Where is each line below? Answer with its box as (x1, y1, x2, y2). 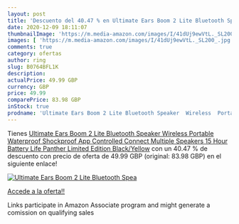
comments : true (7, 43, 53, 50)
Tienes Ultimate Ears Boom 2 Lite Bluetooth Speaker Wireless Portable (7, 129, 214, 137)
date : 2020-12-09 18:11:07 (7, 23, 87, 31)
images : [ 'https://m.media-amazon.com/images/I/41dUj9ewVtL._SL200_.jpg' (7, 37, 234, 44)
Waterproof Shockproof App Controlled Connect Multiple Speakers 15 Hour (7, 137, 228, 145)
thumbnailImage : (7, 30, 55, 38)
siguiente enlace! (7, 159, 58, 168)
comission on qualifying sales (7, 208, 95, 217)
